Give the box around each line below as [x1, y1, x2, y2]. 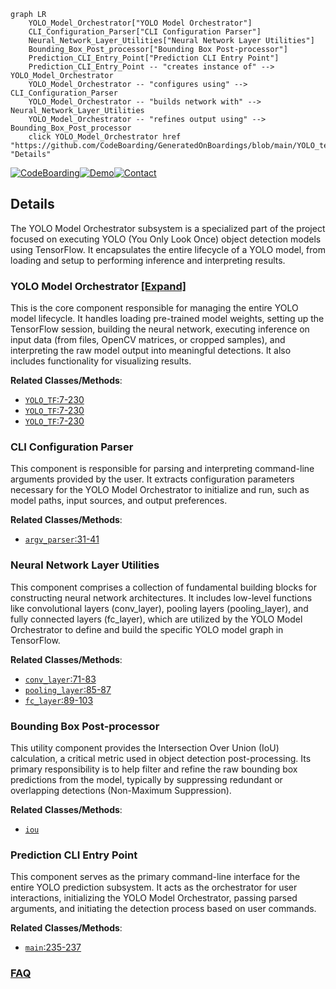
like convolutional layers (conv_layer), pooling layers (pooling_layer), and [10, 602, 309, 614]
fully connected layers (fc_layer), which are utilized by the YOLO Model [10, 613, 303, 625]
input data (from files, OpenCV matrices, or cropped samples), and [10, 334, 286, 346]
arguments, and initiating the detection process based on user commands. [10, 903, 317, 915]
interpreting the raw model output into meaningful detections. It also [10, 345, 292, 357]
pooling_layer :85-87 [24, 683, 112, 695]
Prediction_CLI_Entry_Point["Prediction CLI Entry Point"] [28, 53, 280, 63]
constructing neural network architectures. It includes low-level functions [10, 591, 313, 604]
